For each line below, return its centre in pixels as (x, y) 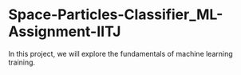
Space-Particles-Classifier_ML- (116, 15)
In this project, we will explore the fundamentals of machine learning (120, 53)
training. (22, 62)
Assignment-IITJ (65, 32)
